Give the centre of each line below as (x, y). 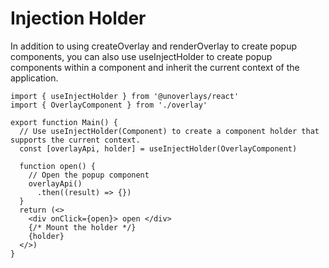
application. (34, 78)
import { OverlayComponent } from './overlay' (109, 105)
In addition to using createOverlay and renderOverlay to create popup (154, 46)
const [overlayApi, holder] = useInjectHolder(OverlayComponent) (158, 148)
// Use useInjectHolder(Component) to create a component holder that (169, 131)
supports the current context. (75, 140)
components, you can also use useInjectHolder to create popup (141, 56)
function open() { (58, 166)
